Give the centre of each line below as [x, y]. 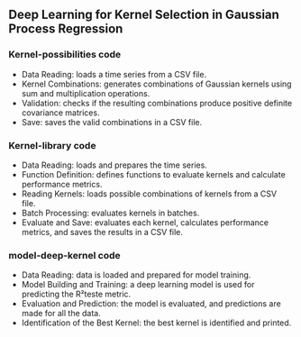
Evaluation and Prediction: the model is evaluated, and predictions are [151, 304]
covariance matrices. [60, 113]
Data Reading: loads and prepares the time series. [114, 165]
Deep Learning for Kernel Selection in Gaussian [144, 15]
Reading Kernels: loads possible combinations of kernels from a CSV [149, 194]
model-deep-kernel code [64, 255]
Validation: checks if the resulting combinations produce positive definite [157, 103]
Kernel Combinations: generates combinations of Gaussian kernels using [156, 84]
